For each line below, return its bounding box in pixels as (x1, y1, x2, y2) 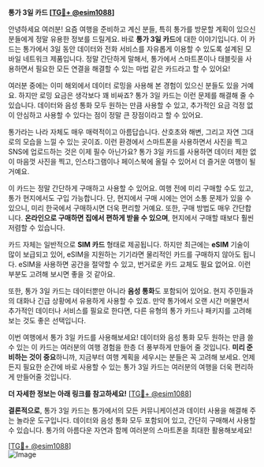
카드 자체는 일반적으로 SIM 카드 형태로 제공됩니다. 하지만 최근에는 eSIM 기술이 (8, 240, 250, 249)
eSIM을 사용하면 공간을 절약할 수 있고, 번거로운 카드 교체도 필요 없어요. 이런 (18, 260, 251, 269)
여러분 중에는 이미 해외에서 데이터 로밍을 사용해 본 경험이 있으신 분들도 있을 (8, 81, 240, 90)
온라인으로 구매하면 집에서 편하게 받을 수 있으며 (24, 213, 169, 222)
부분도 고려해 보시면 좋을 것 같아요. (8, 269, 116, 279)
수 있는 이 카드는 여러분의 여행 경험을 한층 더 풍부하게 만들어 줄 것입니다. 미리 (8, 343, 246, 352)
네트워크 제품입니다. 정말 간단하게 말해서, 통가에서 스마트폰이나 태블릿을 (22, 55, 244, 63)
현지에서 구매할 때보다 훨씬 (172, 213, 255, 222)
